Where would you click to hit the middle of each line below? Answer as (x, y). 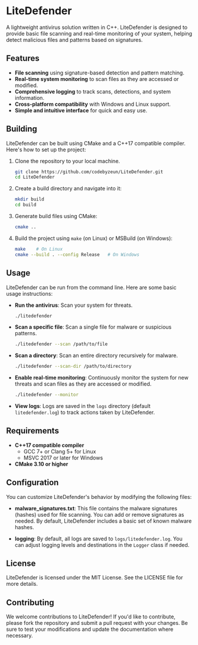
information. (29, 98)
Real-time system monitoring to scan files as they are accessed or (97, 79)
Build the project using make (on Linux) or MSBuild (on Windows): (93, 238)
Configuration (33, 483)
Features (23, 58)
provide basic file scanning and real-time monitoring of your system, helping (99, 33)
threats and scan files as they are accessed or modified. (83, 384)
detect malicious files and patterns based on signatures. (74, 40)
